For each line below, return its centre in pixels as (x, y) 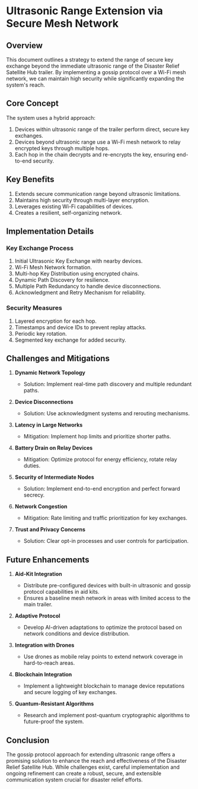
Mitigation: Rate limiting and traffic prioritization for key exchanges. (106, 518)
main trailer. (38, 605)
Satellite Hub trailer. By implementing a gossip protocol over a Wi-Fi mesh (96, 72)
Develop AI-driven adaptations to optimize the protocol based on (103, 628)
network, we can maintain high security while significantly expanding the (95, 79)
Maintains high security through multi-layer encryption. (82, 200)
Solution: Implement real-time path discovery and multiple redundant (108, 384)
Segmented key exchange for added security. (70, 340)
